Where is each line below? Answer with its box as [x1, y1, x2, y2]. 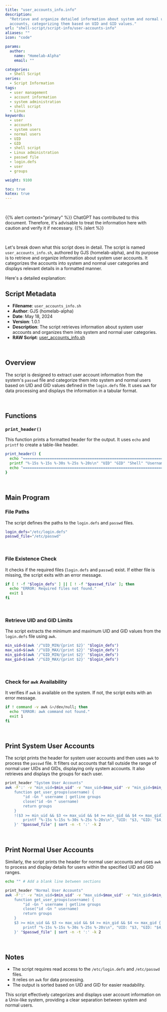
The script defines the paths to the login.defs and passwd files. [5, 519, 134, 525]
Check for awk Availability [5, 678, 68, 685]
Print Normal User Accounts [5, 845, 94, 854]
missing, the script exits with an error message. [5, 572, 102, 578]
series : [5, 76, 21, 81]
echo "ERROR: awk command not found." [9, 709, 90, 714]
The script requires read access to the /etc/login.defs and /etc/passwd [12, 966, 160, 972]
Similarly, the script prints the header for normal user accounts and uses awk [5, 859, 162, 865]
